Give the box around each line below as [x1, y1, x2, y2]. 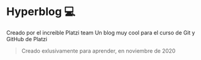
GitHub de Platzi [6, 35, 48, 42]
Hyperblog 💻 [6, 5, 75, 19]
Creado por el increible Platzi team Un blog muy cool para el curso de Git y [6, 28, 195, 36]
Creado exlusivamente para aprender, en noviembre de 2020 [21, 47, 176, 55]
